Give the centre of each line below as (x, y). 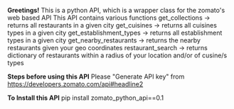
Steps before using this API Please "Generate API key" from (96, 76)
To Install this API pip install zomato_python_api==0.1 (86, 98)
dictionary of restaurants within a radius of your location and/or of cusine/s (117, 55)
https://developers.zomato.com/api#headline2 (75, 84)
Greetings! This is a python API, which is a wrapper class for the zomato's (116, 10)
